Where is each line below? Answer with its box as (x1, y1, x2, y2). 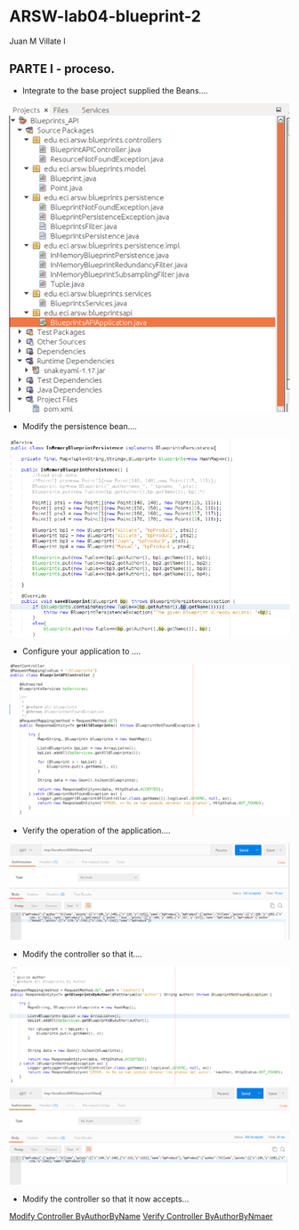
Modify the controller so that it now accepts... (21, 1193, 190, 1204)
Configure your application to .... (21, 646, 141, 656)
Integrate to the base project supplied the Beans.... (21, 85, 208, 95)
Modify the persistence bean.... (21, 420, 138, 431)
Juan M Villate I (9, 36, 66, 46)
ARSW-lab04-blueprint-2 (9, 6, 202, 27)
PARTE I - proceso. (9, 61, 116, 77)
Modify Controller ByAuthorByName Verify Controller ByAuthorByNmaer (9, 1210, 273, 1221)
